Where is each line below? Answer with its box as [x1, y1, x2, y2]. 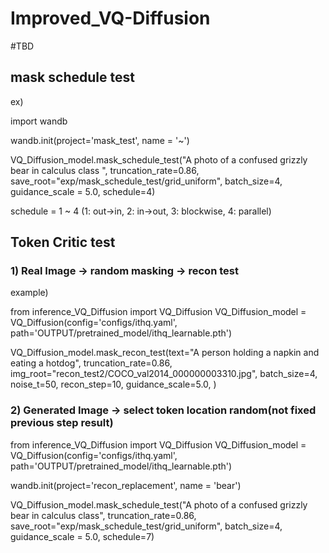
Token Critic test [10, 234, 116, 251]
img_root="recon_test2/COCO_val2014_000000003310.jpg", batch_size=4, [10, 368, 318, 380]
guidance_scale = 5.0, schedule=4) [10, 185, 156, 197]
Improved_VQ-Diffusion [10, 7, 211, 30]
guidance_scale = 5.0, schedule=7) [10, 530, 155, 542]
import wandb [10, 115, 68, 127]
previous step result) [10, 416, 114, 430]
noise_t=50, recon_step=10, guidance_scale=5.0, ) [10, 378, 217, 391]
